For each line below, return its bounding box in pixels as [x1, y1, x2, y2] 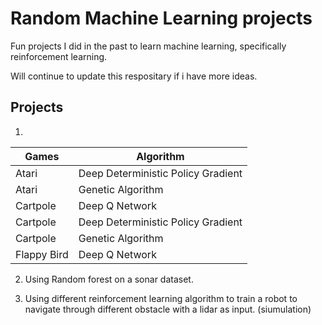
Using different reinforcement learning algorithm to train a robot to [24, 292, 298, 304]
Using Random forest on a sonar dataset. [24, 273, 194, 285]
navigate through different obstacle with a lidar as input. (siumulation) [24, 303, 312, 315]
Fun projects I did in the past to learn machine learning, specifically [10, 40, 287, 52]
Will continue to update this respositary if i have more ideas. [10, 70, 258, 82]
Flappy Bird [15, 247, 69, 261]
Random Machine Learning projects [10, 7, 313, 30]
